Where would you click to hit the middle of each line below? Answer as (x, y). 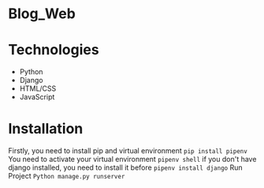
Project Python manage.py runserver (67, 176)
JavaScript (37, 97)
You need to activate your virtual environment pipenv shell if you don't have (132, 160)
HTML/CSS (38, 88)
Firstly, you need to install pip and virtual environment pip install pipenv (128, 151)
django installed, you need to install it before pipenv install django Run (125, 167)
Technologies (54, 50)
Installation (46, 129)
